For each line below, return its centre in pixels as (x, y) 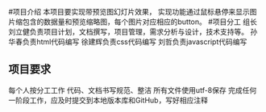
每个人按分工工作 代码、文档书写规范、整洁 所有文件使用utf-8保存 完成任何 (133, 90)
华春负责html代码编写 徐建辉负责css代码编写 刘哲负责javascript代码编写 (128, 42)
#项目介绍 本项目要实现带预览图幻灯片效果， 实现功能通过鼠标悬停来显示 (129, 12)
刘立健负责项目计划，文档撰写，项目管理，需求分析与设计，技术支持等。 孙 (133, 32)
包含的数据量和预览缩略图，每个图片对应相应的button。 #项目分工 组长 (140, 22)
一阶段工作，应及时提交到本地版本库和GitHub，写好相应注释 (108, 100)
